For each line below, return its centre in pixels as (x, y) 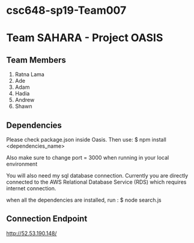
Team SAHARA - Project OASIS (85, 38)
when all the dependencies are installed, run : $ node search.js (84, 200)
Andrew (25, 100)
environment (22, 164)
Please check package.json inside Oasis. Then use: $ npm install (86, 139)
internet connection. (31, 188)
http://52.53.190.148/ (32, 233)
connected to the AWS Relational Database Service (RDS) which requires (96, 182)
